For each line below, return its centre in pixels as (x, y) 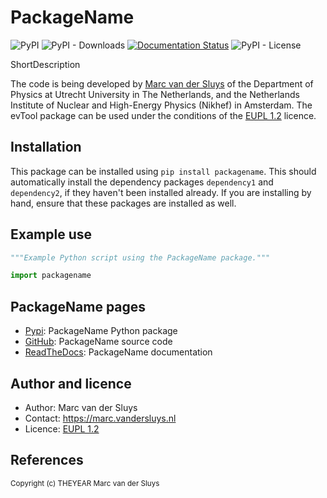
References (47, 460)
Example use (51, 234)
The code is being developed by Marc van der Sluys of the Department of (162, 83)
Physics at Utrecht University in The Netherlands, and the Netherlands (155, 94)
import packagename (51, 276)
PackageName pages (78, 306)
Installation (46, 147)
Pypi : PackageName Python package (101, 331)
